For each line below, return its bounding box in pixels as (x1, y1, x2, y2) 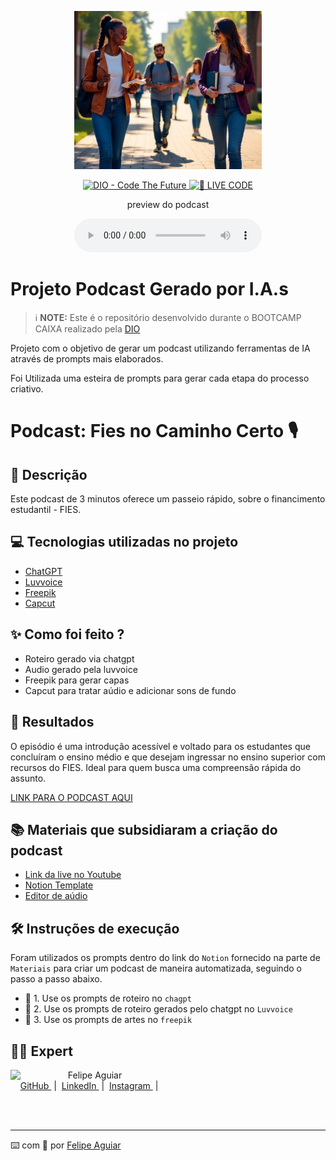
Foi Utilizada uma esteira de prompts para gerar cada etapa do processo (10, 372, 310, 385)
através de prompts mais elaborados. (10, 353, 164, 365)
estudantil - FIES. (10, 504, 82, 516)
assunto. (10, 772, 47, 784)
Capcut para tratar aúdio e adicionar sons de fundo (24, 684, 237, 696)
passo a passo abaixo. (10, 973, 103, 985)
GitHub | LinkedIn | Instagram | (19, 1079, 159, 1091)
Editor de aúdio (24, 890, 88, 902)
